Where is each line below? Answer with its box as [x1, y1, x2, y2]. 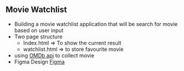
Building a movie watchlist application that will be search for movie [14, 20, 178, 27]
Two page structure [14, 33, 63, 40]
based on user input [14, 27, 64, 34]
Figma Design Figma [14, 58, 65, 65]
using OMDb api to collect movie [14, 51, 95, 59]
